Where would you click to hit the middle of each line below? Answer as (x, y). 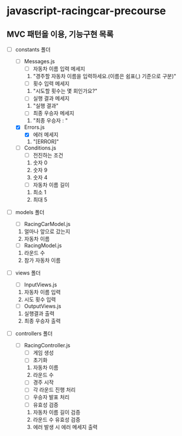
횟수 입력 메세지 (51, 83)
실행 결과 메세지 (51, 98)
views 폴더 (28, 273)
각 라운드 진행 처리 (54, 390)
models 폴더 (30, 212)
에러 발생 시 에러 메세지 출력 (65, 427)
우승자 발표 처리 (51, 397)
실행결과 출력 (39, 314)
